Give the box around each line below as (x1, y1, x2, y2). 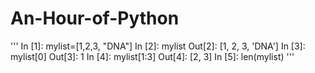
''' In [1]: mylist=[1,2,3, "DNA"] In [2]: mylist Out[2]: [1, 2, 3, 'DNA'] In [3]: (10, 40, 306, 52)
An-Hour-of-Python (10, 7, 180, 30)
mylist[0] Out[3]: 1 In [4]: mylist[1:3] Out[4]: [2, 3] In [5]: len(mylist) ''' (10, 50, 295, 62)
